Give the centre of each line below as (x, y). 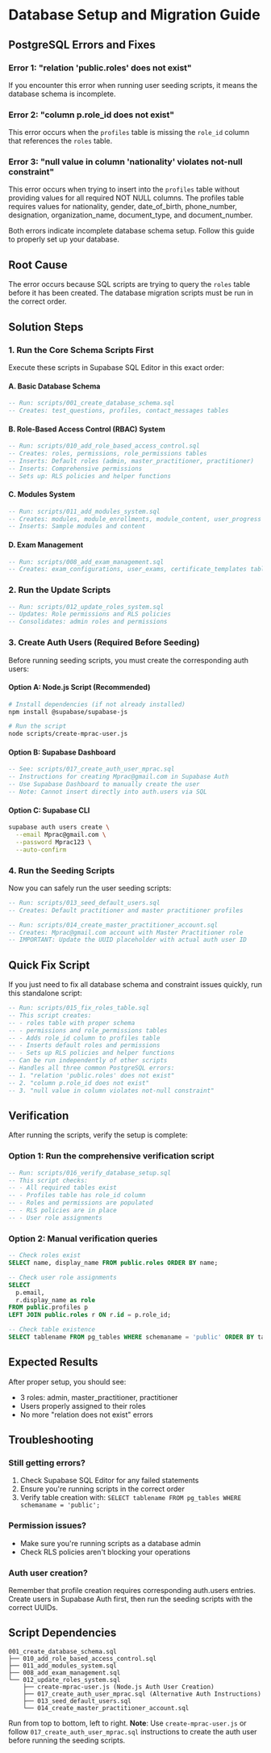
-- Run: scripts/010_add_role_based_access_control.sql (104, 446)
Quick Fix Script (49, 965)
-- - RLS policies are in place (63, 1211)
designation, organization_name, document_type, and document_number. (131, 215)
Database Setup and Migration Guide (134, 15)
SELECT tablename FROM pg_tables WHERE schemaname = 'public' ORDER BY (131, 1337)
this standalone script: (45, 993)
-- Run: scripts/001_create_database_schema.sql (92, 403)
